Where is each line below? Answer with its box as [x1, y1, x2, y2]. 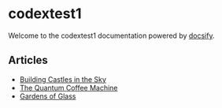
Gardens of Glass [19, 91, 76, 101]
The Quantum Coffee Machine [19, 83, 118, 92]
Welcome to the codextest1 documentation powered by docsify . [8, 31, 215, 40]
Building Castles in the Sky [19, 74, 106, 84]
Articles [8, 54, 49, 67]
